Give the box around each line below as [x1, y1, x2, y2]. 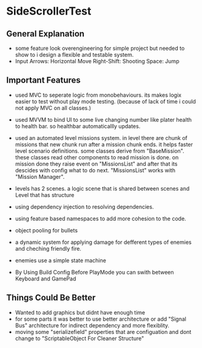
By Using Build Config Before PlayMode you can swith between [15, 268, 174, 276]
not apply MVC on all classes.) [15, 104, 92, 111]
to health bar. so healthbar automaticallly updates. [15, 122, 141, 130]
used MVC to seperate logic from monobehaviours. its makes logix [15, 91, 182, 99]
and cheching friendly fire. [15, 245, 82, 252]
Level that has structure [15, 191, 75, 198]
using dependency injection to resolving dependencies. [15, 203, 154, 211]
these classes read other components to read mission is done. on [15, 153, 179, 161]
